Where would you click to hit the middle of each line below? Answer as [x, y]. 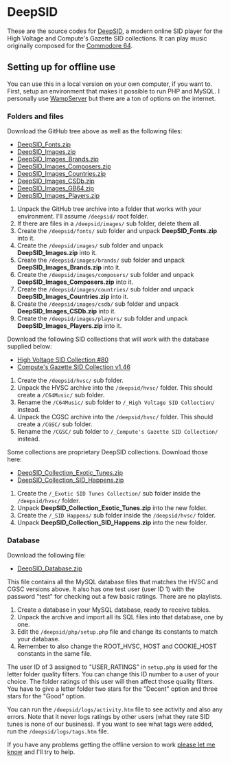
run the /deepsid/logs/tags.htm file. [58, 731]
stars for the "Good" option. [46, 696]
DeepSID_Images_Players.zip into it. [69, 326]
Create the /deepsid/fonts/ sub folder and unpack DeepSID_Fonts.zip [117, 231]
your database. [38, 639]
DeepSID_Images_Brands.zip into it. [69, 267]
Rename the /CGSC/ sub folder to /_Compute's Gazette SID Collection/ [117, 432]
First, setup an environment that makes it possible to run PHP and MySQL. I [113, 91]
